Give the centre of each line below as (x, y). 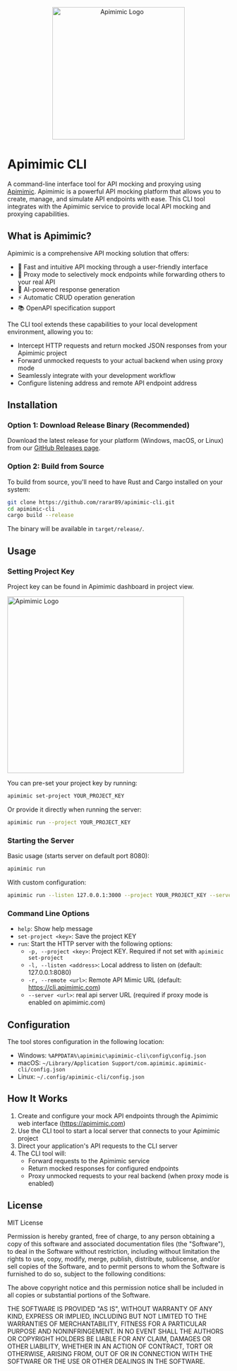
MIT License (25, 1223)
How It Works (38, 1099)
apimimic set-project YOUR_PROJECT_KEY (66, 796)
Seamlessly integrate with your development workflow (97, 375)
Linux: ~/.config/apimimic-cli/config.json (81, 1076)
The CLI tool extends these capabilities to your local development (102, 324)
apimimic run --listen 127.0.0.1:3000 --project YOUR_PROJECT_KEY (107, 895)
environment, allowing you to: (50, 331)
